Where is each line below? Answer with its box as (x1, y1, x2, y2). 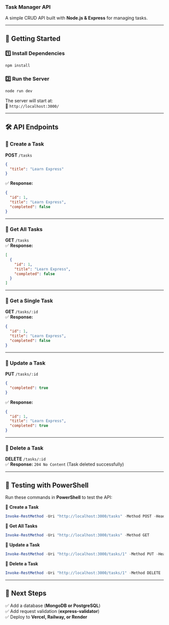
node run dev (5, 89, 33, 94)
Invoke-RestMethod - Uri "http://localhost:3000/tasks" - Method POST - (5, 514, 156, 519)
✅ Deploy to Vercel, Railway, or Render (5, 613, 88, 620)
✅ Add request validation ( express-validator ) (5, 608, 100, 614)
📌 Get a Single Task (5, 297, 53, 304)
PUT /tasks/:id (5, 371, 39, 377)
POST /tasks (5, 152, 33, 158)
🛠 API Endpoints (5, 123, 59, 131)
